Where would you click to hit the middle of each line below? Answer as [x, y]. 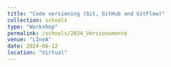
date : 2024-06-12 [33, 46]
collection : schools [38, 20]
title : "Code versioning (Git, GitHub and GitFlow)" [86, 14]
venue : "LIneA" [30, 40]
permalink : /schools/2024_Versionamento [68, 33]
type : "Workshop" [33, 27]
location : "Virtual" [38, 53]
